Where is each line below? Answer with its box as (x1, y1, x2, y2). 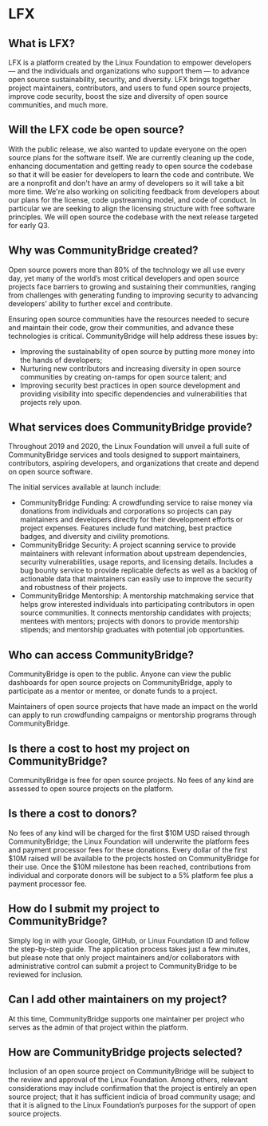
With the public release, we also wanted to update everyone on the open (8, 144, 247, 154)
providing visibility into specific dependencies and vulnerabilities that (19, 388, 247, 399)
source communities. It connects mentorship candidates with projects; (19, 608, 251, 618)
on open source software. (8, 467, 93, 477)
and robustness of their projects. (19, 583, 128, 593)
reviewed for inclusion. (8, 970, 84, 979)
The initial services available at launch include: (8, 482, 161, 492)
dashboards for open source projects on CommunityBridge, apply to (8, 678, 233, 687)
